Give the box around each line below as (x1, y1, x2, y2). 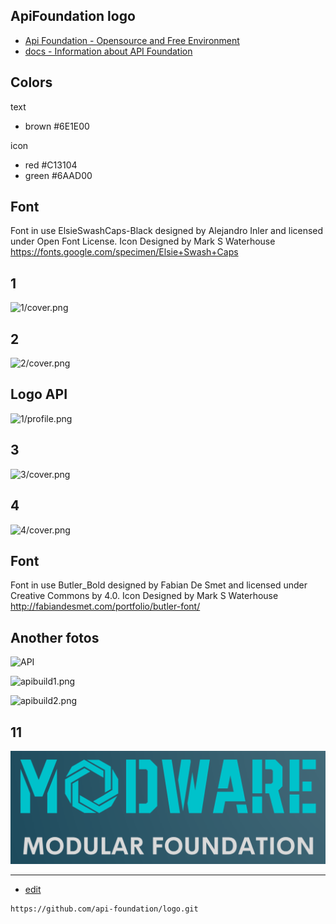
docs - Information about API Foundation (24, 45, 193, 57)
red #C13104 (24, 159, 78, 171)
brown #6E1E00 (24, 120, 90, 132)
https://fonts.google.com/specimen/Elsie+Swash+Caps (10, 246, 239, 258)
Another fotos (10, 629, 100, 646)
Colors (10, 74, 53, 91)
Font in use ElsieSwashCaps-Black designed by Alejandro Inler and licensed (10, 225, 324, 237)
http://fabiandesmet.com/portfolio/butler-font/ (10, 600, 201, 613)
